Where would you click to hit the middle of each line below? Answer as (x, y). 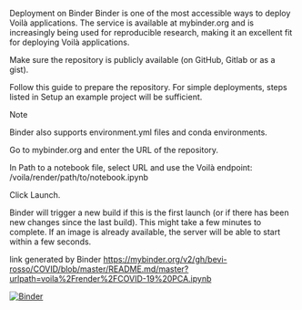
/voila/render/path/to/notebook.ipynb (79, 177)
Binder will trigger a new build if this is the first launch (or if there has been (149, 212)
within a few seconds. (50, 242)
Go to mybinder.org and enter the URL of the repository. (114, 150)
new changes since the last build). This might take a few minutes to (136, 222)
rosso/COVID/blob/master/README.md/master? (99, 269)
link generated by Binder (55, 259)
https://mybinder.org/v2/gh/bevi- (165, 259)
